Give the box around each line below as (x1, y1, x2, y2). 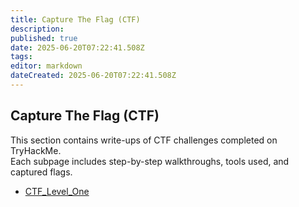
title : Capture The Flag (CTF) (10, 14, 141, 25)
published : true (10, 33, 78, 43)
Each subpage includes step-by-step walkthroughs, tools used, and (10, 155, 290, 167)
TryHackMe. (10, 144, 62, 156)
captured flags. (10, 166, 73, 178)
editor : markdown (10, 61, 83, 71)
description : (10, 24, 65, 34)
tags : (10, 52, 33, 62)
